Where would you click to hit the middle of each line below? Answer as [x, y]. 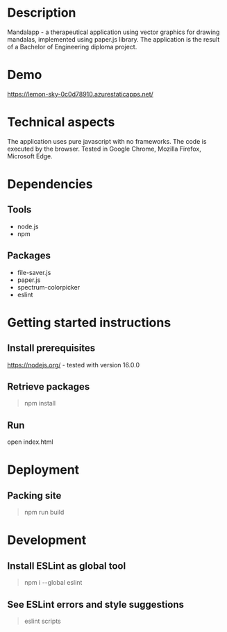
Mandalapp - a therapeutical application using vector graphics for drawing [113, 32]
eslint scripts [42, 621]
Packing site [34, 496]
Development [47, 540]
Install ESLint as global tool [67, 566]
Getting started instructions [89, 323]
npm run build [44, 513]
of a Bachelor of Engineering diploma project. [72, 47]
